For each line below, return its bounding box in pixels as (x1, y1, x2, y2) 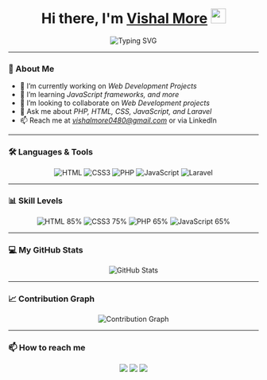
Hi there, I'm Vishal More (41, 10, 208, 28)
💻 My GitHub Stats (8, 244, 83, 255)
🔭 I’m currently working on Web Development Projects (19, 81, 197, 91)
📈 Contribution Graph (8, 293, 95, 304)
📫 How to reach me (8, 343, 86, 354)
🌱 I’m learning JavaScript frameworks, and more (19, 90, 180, 100)
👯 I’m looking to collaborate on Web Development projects (19, 98, 211, 108)
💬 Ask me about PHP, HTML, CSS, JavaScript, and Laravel (19, 107, 212, 116)
